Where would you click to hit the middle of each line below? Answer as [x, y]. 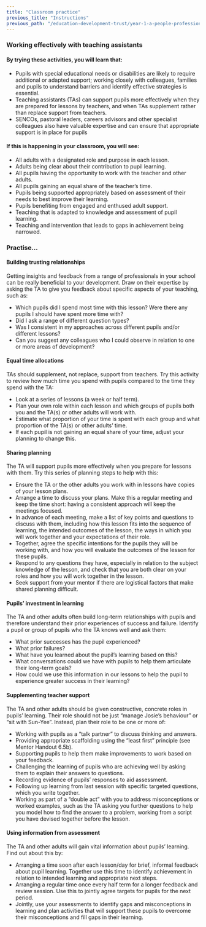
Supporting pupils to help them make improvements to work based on [103, 753]
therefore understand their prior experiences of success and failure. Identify [102, 623]
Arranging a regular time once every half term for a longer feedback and [106, 884]
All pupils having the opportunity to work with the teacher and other [101, 173]
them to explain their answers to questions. [70, 773]
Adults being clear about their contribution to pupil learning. [91, 166]
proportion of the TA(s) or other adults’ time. [71, 425]
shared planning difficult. [47, 589]
